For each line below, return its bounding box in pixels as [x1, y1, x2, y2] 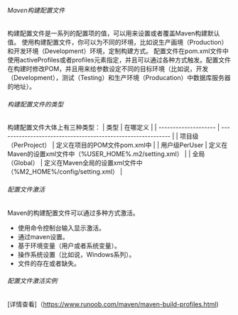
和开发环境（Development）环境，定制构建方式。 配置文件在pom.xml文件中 [7, 47, 229, 55]
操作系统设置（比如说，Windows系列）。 [17, 250, 136, 258]
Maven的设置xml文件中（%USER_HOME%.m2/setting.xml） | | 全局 [7, 150, 205, 158]
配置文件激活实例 [7, 277, 58, 285]
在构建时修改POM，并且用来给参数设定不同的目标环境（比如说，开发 [7, 65, 209, 73]
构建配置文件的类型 [7, 99, 64, 109]
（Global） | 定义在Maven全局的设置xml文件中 [7, 159, 144, 167]
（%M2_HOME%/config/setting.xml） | [7, 167, 123, 176]
